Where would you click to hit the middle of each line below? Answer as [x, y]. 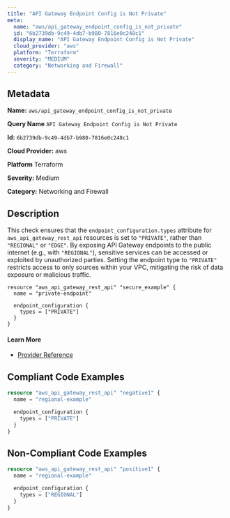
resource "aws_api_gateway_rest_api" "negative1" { [84, 393]
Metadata [29, 94]
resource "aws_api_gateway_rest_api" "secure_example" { [92, 288]
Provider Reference [45, 355]
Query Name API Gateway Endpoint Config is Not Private [92, 124]
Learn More [24, 340]
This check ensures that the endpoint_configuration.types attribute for [109, 230]
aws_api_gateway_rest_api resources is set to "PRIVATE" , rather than [105, 238]
